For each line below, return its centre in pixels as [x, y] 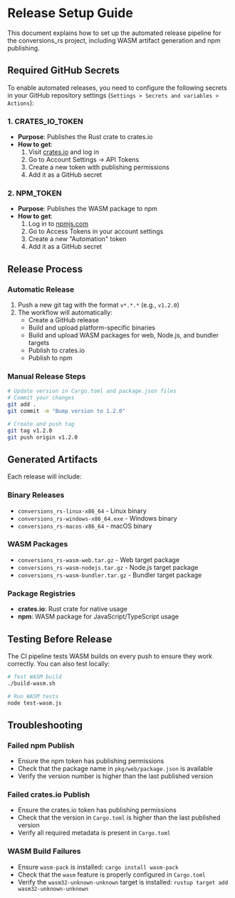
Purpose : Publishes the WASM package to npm [88, 209]
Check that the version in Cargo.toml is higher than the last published [119, 817]
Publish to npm [50, 358]
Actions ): [21, 103]
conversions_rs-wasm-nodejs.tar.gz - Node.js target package [108, 567]
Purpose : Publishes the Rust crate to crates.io [85, 137]
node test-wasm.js [35, 703]
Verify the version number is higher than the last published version [115, 776]
